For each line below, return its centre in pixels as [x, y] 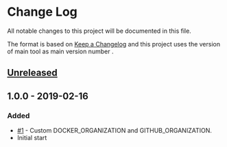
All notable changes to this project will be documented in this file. [99, 31]
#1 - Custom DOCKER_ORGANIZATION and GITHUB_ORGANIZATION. [115, 131]
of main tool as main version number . [60, 51]
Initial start [32, 138]
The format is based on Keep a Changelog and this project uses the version [114, 44]
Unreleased [33, 73]
